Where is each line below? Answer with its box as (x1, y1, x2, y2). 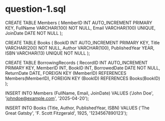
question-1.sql (5, 3, 66, 15)
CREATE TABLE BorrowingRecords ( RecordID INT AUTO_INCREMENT (5, 60, 148, 65)
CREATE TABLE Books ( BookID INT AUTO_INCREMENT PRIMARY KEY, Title (5, 39, 160, 45)
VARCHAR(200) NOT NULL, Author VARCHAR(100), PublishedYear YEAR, (5, 45, 155, 51)
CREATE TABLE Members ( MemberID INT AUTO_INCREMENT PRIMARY (5, 20, 153, 26)
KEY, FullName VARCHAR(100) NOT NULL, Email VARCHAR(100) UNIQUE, (5, 25, 156, 30)
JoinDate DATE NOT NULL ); (5, 30, 63, 36)
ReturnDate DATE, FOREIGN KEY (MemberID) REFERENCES (5, 70, 126, 76)
